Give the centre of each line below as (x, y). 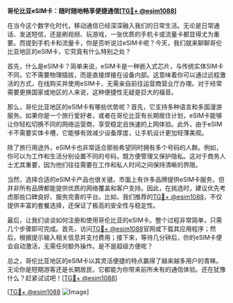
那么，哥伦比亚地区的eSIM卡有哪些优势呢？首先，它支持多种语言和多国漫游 (115, 107)
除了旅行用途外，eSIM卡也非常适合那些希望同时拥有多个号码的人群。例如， (115, 147)
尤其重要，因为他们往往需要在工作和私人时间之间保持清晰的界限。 (107, 165)
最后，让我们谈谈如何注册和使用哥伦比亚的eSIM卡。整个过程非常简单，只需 (115, 220)
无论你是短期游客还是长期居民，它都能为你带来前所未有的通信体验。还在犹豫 (116, 269)
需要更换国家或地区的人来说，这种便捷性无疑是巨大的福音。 (92, 92)
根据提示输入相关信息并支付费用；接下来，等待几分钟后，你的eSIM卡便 (121, 237)
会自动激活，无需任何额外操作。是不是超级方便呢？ (80, 246)
